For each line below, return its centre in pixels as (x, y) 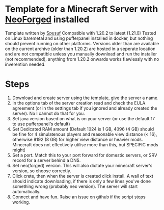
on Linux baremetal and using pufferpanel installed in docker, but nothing (79, 38)
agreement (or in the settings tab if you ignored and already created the (85, 108)
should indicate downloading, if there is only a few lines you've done (82, 181)
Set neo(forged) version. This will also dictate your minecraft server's (82, 165)
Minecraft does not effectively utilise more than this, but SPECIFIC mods (85, 144)
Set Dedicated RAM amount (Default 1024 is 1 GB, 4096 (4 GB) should (83, 129)
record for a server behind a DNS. (46, 160)
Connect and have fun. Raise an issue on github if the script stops (79, 197)
